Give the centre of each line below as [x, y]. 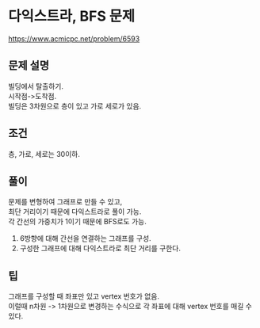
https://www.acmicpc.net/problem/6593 [74, 38]
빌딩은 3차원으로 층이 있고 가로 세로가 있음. [75, 106]
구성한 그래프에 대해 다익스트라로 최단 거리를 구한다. [100, 248]
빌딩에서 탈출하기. [36, 86]
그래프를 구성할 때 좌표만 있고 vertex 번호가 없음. [84, 296]
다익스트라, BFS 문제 [72, 16]
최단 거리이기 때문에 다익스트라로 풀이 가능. [75, 212]
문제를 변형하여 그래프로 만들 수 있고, [65, 202]
